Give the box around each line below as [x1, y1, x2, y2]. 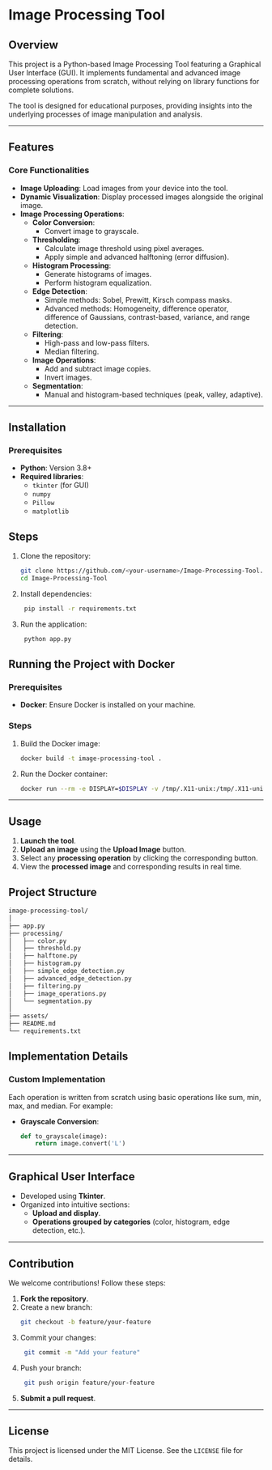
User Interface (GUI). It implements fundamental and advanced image [8, 68, 241, 78]
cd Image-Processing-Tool [19, 575, 108, 583]
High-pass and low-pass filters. [44, 338, 150, 347]
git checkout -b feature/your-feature [19, 1318, 151, 1326]
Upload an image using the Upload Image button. [19, 844, 186, 855]
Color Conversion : [32, 217, 96, 227]
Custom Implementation [8, 1074, 106, 1086]
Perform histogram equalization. [44, 278, 152, 287]
